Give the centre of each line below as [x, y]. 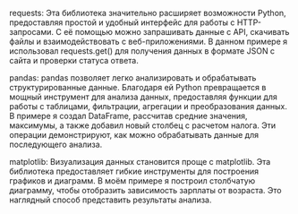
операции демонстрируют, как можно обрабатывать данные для [134, 135]
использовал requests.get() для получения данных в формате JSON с [142, 51]
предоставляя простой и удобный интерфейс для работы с [122, 22]
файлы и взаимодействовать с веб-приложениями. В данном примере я [149, 41]
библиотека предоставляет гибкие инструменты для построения [134, 171]
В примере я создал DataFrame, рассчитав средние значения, [128, 116]
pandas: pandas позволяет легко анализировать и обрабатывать [133, 78]
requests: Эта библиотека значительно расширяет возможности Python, [148, 13]
